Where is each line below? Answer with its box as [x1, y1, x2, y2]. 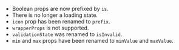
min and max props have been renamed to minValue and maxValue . [12, 37, 174, 44]
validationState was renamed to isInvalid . [12, 31, 123, 38]
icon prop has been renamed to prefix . [12, 18, 110, 25]
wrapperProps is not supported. [12, 24, 89, 31]
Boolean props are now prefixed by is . [12, 5, 109, 12]
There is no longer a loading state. [12, 11, 98, 19]
